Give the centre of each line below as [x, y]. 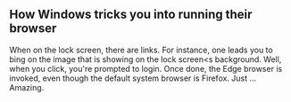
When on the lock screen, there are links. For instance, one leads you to [141, 50]
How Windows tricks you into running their [131, 15]
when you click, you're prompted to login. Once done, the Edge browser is [146, 68]
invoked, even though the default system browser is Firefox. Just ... [133, 78]
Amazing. [27, 87]
